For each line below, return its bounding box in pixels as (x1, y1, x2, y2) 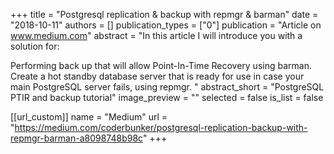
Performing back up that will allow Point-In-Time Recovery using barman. (10, 60, 312, 71)
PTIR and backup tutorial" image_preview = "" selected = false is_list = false (10, 92, 324, 103)
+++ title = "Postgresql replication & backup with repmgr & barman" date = (10, 9, 319, 20)
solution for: (10, 40, 60, 52)
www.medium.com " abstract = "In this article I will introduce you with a (10, 30, 303, 41)
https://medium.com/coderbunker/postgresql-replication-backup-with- (14, 122, 308, 133)
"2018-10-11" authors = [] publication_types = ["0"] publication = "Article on (10, 19, 322, 31)
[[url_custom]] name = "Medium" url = (10, 111, 168, 123)
